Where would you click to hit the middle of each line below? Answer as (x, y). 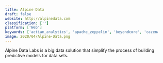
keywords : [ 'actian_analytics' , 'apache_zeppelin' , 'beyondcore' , (73, 32)
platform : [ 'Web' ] (24, 28)
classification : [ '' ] (27, 23)
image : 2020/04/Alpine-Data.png (38, 37)
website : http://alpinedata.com (38, 18)
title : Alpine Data (25, 9)
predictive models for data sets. (37, 55)
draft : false (18, 14)
